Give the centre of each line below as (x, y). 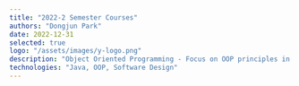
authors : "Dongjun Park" (56, 26)
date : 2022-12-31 (42, 34)
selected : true (38, 43)
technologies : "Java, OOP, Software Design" (94, 68)
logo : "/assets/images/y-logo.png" (76, 51)
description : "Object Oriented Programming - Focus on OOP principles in (150, 59)
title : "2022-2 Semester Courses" (74, 17)
